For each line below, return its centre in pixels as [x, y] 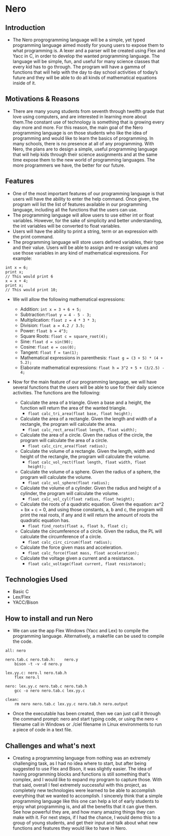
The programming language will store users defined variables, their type [88, 242]
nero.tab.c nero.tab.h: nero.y [42, 660]
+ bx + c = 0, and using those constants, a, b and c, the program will [92, 509]
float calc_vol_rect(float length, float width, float [87, 462]
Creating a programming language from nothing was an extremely [81, 758]
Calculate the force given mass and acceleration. [71, 547]
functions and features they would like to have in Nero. [70, 828]
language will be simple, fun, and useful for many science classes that [86, 61]
